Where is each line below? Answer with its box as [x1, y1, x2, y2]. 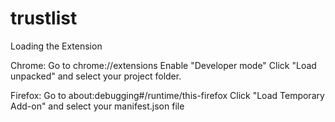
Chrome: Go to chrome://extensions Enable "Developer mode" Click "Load [10, 59, 317, 71]
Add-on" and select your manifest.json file [10, 100, 185, 112]
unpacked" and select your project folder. [10, 70, 182, 82]
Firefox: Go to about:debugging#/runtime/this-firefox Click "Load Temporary [10, 89, 325, 101]
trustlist [10, 7, 78, 30]
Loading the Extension [10, 40, 103, 52]
